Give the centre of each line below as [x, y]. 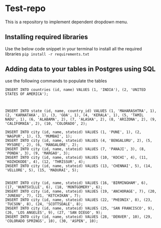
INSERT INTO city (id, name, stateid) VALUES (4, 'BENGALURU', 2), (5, [79, 140]
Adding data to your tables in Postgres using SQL [80, 69]
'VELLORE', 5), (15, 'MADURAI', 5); [42, 170]
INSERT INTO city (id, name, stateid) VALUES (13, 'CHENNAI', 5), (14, [79, 166]
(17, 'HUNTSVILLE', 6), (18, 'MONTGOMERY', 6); [54, 187]
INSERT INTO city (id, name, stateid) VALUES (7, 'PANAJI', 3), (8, [75, 149]
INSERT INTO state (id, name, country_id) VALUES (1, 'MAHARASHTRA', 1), [81, 111]
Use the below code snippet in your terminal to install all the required [73, 48]
